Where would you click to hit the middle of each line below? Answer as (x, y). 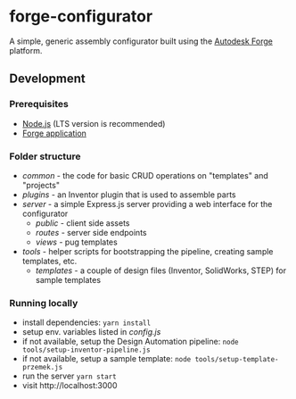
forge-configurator (81, 17)
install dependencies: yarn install (86, 322)
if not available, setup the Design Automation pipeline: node (130, 342)
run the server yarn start (70, 376)
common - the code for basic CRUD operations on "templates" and (145, 175)
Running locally (44, 303)
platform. (26, 50)
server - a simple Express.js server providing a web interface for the (147, 204)
